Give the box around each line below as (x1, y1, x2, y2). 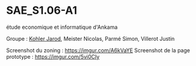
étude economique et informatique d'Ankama (6, 23, 118, 31)
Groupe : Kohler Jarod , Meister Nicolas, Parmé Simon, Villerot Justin (6, 35, 175, 42)
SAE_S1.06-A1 (6, 4, 77, 17)
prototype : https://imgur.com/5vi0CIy (6, 53, 100, 60)
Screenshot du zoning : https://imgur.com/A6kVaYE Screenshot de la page (6, 46, 191, 54)
